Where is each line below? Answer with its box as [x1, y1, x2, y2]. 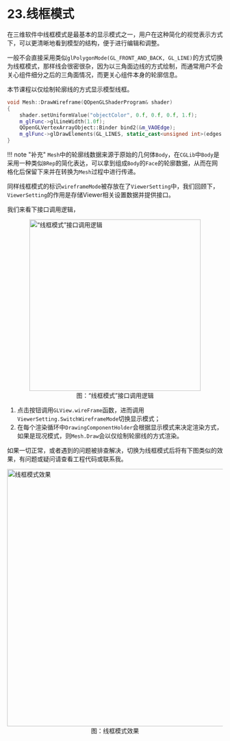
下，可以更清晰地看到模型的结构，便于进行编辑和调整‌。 [7, 38, 163, 47]
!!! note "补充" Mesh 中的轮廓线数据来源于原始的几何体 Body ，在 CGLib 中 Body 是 [7, 150, 220, 158]
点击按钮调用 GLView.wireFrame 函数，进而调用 [16, 406, 145, 414]
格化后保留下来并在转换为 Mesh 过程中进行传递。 [7, 167, 140, 176]
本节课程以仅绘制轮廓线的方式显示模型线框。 [7, 85, 133, 93]
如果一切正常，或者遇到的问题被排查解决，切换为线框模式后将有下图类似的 [7, 447, 217, 455]
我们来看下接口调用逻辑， [7, 205, 79, 213]
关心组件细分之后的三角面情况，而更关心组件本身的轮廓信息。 [7, 70, 181, 79]
